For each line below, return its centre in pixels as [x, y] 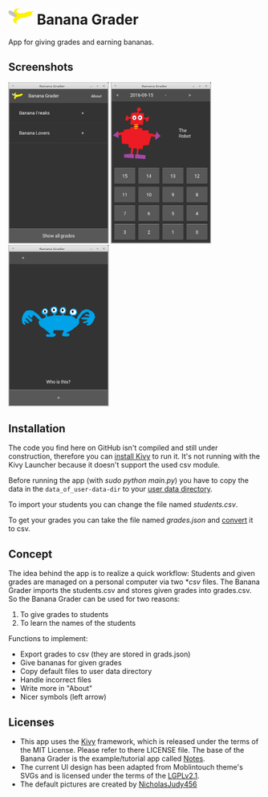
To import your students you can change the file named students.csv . [123, 505]
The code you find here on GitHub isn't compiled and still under [113, 448]
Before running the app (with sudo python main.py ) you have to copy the [128, 480]
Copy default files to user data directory [86, 672]
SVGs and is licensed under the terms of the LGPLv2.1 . [110, 775]
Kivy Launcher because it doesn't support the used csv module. [114, 465]
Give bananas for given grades [71, 663]
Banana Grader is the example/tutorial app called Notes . [113, 758]
